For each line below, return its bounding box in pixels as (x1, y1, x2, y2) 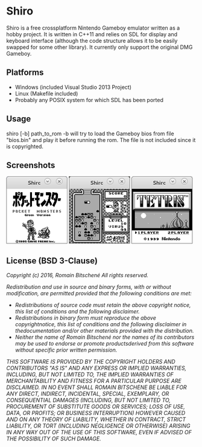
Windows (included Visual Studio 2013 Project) (14, 83, 131, 91)
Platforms (6, 68, 44, 78)
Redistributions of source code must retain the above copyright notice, (14, 301, 191, 309)
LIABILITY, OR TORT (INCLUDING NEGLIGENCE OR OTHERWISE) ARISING (6, 422, 191, 429)
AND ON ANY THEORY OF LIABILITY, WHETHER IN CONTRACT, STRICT (6, 416, 186, 423)
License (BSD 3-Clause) (6, 256, 98, 266)
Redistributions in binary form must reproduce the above (14, 314, 157, 321)
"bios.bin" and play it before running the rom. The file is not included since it (6, 136, 196, 143)
